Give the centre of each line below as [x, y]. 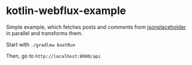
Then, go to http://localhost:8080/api [54, 56]
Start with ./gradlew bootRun [41, 45]
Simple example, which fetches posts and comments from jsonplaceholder [96, 27]
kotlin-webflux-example [66, 11]
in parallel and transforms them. [44, 33]
